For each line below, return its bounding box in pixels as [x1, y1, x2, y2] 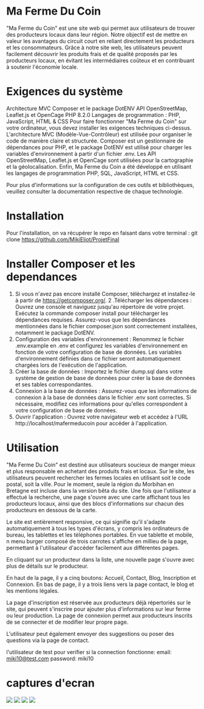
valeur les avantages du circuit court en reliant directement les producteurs [6, 37, 195, 44]
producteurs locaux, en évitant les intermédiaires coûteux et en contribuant [6, 57, 195, 64]
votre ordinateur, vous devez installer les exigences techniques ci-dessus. [6, 124, 192, 132]
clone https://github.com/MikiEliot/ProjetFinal [6, 236, 120, 243]
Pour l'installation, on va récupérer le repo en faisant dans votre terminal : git [6, 229, 198, 236]
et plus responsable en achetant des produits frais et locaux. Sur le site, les [6, 467, 195, 474]
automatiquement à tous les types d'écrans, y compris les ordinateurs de [6, 524, 189, 532]
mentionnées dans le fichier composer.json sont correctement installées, [15, 322, 197, 330]
